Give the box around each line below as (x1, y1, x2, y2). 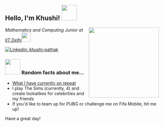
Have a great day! (5, 116, 41, 122)
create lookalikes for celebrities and (12, 91, 84, 97)
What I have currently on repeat (12, 80, 76, 86)
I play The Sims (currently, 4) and (12, 85, 80, 91)
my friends (12, 96, 34, 102)
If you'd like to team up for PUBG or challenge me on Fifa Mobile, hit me (12, 101, 157, 107)
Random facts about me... (21, 69, 84, 76)
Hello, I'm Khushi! (5, 14, 60, 22)
